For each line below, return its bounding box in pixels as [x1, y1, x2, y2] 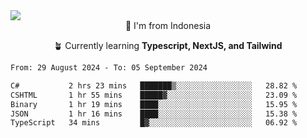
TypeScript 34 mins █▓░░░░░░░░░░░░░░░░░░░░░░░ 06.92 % [10, 118, 298, 128]
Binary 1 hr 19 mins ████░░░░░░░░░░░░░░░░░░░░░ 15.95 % [10, 99, 298, 109]
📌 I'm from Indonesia [124, 20, 212, 31]
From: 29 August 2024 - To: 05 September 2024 [10, 63, 208, 73]
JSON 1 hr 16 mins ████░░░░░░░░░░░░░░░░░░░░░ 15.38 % [10, 109, 298, 119]
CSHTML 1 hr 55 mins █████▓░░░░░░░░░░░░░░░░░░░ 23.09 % [10, 90, 298, 100]
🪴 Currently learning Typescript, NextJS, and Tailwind [53, 40, 283, 51]
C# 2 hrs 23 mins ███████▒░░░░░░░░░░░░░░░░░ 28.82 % [10, 80, 298, 91]
